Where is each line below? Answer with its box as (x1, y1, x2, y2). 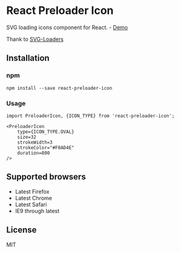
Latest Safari (15, 201, 47, 208)
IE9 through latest (15, 207, 59, 214)
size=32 (17, 134, 36, 140)
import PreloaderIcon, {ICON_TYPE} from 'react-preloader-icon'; (6, 113, 175, 119)
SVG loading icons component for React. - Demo (6, 24, 128, 31)
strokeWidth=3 (17, 139, 53, 146)
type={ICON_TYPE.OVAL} (17, 129, 75, 135)
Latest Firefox (15, 187, 50, 195)
